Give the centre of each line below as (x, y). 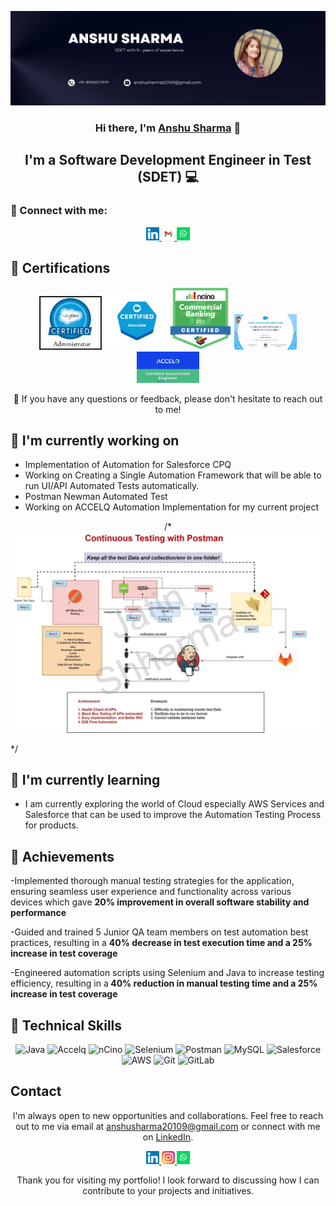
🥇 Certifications (60, 268)
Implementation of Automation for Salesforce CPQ (128, 465)
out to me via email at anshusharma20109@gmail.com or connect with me (168, 1126)
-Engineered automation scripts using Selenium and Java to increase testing (167, 973)
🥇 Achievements (62, 856)
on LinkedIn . (168, 1137)
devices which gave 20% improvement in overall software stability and (160, 902)
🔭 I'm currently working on (95, 440)
